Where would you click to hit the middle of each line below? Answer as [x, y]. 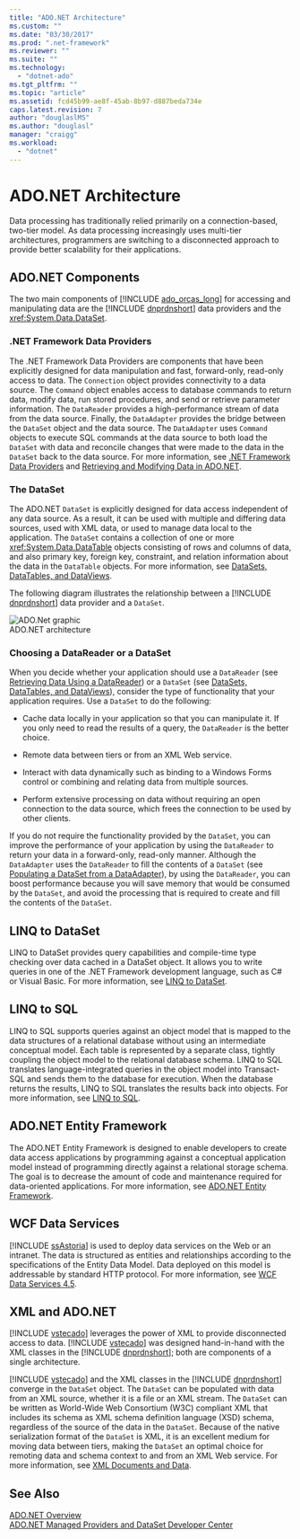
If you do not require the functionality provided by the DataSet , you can [140, 836]
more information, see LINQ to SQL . [75, 1098]
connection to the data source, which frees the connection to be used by [157, 809]
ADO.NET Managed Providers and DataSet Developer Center [121, 1525]
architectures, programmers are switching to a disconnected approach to [144, 240]
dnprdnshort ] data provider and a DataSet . [87, 602]
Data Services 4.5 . [43, 1283]
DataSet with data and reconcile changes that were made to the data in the [147, 447]
